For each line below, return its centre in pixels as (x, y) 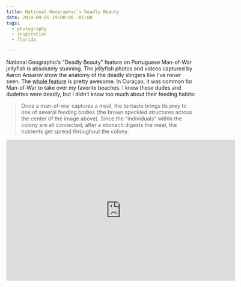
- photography (29, 29)
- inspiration (29, 34)
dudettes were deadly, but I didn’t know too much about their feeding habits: (101, 94)
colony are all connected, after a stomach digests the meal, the (99, 125)
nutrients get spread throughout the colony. (75, 131)
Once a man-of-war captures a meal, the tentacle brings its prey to (104, 106)
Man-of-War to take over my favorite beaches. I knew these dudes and (94, 88)
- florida (24, 40)
